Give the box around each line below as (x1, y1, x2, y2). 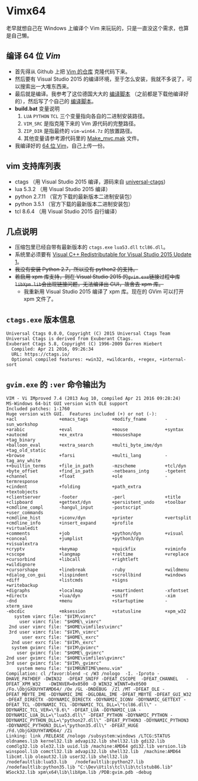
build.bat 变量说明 (14, 105, 60, 112)
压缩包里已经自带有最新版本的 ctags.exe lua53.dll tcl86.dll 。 (14, 243, 168, 250)
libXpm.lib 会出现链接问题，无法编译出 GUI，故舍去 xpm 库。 (14, 281, 164, 288)
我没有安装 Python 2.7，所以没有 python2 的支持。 (14, 266, 138, 273)
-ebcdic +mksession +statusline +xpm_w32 (6, 608, 186, 614)
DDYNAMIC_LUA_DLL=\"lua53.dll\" (6, 712, 86, 718)
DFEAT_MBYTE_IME (6, 691, 46, 697)
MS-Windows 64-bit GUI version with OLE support (6, 401, 128, 407)
